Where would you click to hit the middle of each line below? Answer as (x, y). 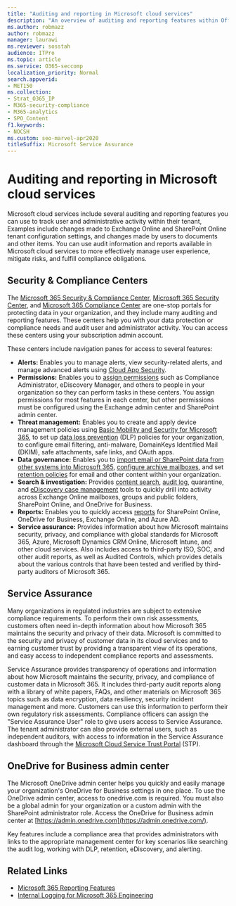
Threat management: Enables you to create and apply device (107, 422)
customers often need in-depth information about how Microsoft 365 (107, 625)
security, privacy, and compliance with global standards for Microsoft (118, 534)
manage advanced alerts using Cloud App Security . (92, 369)
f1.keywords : (26, 125)
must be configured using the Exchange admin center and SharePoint (118, 407)
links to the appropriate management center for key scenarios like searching (118, 841)
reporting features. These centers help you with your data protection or (110, 320)
